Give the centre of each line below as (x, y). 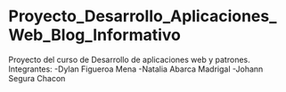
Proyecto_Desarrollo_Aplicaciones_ (143, 16)
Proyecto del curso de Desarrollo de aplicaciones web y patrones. (129, 59)
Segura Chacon (37, 78)
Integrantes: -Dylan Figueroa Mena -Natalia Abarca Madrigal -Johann (136, 69)
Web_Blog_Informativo (95, 35)
